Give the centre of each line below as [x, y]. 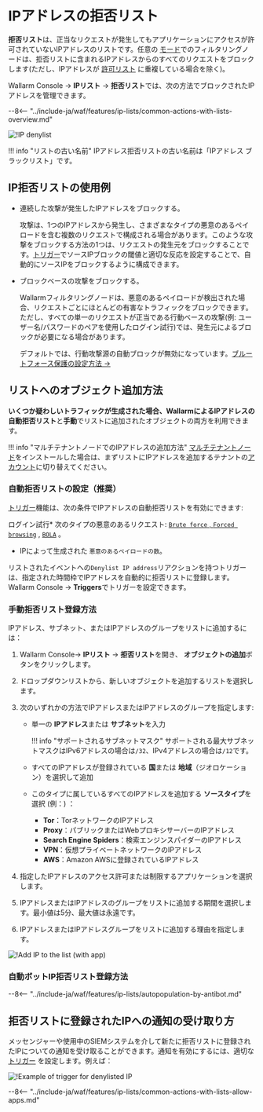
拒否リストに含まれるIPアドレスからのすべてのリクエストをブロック [145, 59]
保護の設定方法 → [82, 363]
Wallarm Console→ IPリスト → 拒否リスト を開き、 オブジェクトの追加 [132, 655]
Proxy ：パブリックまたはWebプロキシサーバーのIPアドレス [139, 830]
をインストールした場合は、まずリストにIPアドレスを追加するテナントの [132, 457]
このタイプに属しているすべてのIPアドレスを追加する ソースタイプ [138, 794]
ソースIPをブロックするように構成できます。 [112, 264]
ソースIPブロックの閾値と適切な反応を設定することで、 [155, 254]
